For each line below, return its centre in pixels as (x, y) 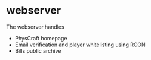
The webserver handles (35, 27)
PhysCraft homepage (41, 38)
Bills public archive (38, 50)
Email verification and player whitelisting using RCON (80, 45)
